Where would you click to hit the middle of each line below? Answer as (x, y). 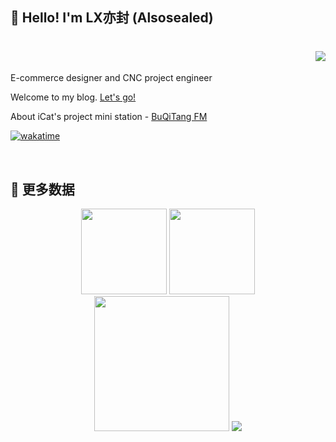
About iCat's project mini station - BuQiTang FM (109, 117)
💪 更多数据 (42, 189)
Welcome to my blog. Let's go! (73, 97)
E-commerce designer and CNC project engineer (111, 78)
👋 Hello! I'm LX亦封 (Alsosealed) (112, 18)
